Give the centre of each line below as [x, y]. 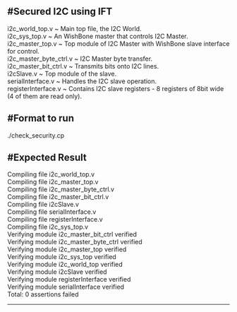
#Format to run [41, 118]
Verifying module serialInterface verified [66, 287]
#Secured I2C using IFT [60, 12]
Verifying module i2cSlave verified [57, 272]
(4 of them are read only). [45, 96]
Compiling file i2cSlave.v [43, 205]
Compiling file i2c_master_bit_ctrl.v [58, 197]
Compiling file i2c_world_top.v [51, 174]
